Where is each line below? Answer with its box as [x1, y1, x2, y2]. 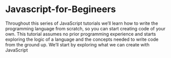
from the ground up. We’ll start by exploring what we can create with [5, 41, 150, 47]
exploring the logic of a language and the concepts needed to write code [5, 36, 159, 42]
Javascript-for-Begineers [5, 4, 116, 15]
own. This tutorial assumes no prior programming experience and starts [5, 31, 156, 37]
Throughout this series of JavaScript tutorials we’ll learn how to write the [5, 20, 158, 26]
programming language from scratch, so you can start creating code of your [5, 25, 166, 31]
